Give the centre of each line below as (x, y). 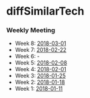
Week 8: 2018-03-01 (40, 43)
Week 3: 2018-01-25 (40, 76)
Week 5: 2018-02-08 (41, 63)
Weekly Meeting (31, 30)
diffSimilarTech (45, 11)
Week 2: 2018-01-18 (40, 82)
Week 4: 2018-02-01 (40, 69)
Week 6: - (27, 57)
